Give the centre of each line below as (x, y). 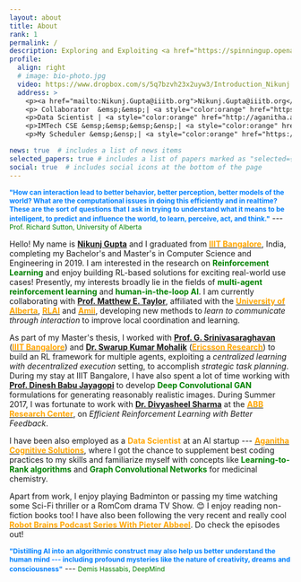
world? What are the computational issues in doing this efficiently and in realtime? (143, 200)
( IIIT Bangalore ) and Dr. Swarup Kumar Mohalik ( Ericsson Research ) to (142, 347)
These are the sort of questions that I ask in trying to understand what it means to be (147, 208)
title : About (34, 26)
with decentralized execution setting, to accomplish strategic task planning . (149, 366)
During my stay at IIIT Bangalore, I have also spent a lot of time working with (150, 375)
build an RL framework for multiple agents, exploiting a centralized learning (148, 356)
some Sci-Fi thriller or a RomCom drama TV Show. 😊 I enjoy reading (136, 505)
